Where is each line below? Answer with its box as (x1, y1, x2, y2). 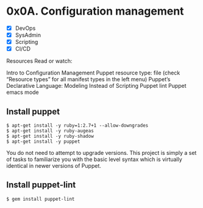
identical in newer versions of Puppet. (6, 162, 102, 169)
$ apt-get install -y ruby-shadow (6, 133, 94, 139)
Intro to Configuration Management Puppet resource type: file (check (6, 69, 180, 77)
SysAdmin (15, 32, 41, 38)
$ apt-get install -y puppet (6, 138, 80, 145)
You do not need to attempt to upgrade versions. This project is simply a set (6, 149, 197, 156)
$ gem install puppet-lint (6, 196, 75, 202)
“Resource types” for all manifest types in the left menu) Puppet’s (6, 76, 171, 83)
